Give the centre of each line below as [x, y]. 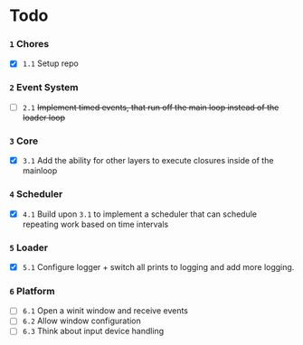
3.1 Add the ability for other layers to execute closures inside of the [148, 161]
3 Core [24, 141]
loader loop [44, 117]
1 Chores [29, 44]
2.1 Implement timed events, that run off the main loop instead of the [151, 107]
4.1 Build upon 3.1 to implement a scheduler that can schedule [140, 214]
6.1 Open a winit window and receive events [105, 311]
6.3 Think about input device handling [93, 331]
